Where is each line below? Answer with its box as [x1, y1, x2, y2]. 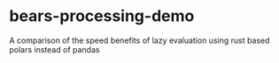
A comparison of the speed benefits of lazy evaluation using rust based [9, 35, 270, 45]
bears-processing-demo [9, 6, 195, 26]
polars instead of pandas [9, 44, 100, 54]
